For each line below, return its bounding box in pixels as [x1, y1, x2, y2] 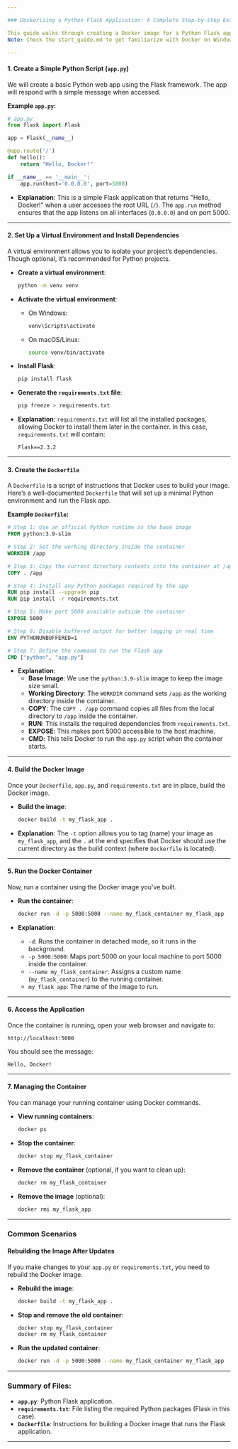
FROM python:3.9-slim [7, 530, 72, 538]
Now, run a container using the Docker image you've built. [7, 882, 177, 891]
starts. [28, 742, 47, 751]
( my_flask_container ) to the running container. [28, 975, 164, 983]
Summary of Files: [7, 1381, 72, 1391]
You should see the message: [7, 1047, 93, 1056]
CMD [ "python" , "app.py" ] [7, 653, 84, 661]
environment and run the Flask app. [7, 496, 111, 505]
